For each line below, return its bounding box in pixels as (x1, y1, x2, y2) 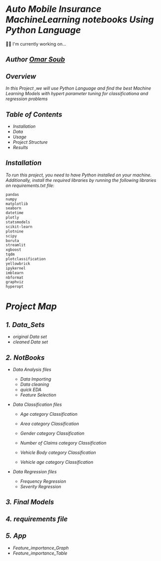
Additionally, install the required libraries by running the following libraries (5, 177, 157, 183)
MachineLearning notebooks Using (5, 14, 154, 25)
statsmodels (5, 220, 30, 225)
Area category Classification (20, 420, 79, 427)
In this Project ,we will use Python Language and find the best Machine (5, 85, 152, 91)
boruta (5, 238, 19, 243)
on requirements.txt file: (5, 182, 54, 188)
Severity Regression (20, 483, 61, 489)
